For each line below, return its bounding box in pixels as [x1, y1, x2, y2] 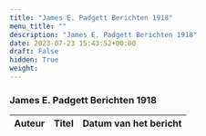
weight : [9, 64, 39, 73]
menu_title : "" [9, 22, 67, 31]
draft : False [9, 47, 59, 56]
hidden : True [9, 55, 59, 64]
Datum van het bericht [82, 117, 182, 130]
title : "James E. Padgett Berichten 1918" [9, 13, 173, 23]
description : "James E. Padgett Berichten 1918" [9, 30, 198, 39]
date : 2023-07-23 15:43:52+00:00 [9, 38, 137, 48]
